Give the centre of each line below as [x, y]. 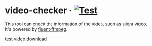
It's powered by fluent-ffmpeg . [36, 29]
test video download [26, 39]
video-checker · [39, 11]
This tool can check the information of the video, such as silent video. [76, 24]
